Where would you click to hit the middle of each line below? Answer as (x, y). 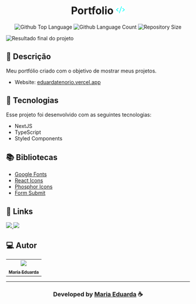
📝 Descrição (29, 57)
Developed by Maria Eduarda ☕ (98, 294)
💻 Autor (22, 245)
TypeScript (28, 132)
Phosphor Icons (34, 187)
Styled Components (38, 138)
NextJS (23, 126)
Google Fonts (31, 174)
